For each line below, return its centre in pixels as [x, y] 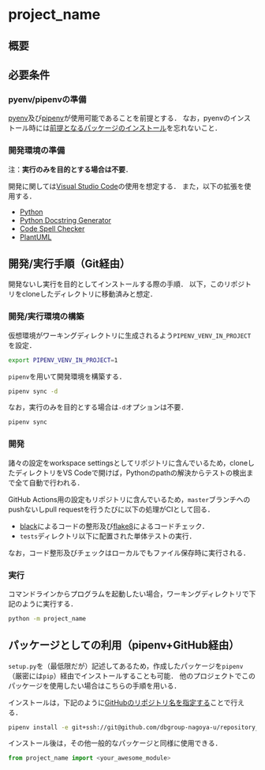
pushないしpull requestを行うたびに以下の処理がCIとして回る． [111, 509]
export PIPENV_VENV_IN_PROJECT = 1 [63, 360]
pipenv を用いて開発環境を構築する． [67, 376]
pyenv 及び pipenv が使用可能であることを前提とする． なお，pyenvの [119, 118]
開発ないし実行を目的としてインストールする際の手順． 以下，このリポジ [127, 284]
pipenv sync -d [33, 391]
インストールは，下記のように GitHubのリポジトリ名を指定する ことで [119, 702]
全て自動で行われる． [49, 482]
